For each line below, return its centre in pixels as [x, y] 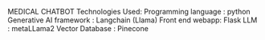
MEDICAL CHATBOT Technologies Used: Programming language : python [129, 12]
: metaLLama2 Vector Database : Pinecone [78, 28]
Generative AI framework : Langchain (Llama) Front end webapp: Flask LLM [132, 20]
